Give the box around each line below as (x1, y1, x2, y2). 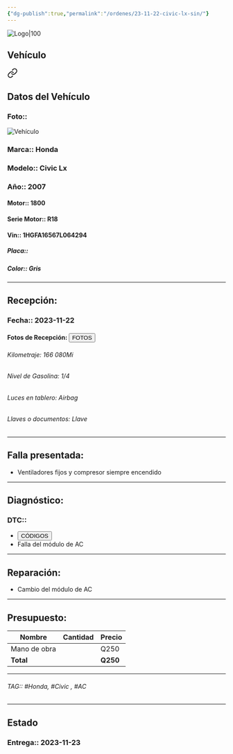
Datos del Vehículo (7, 91, 90, 103)
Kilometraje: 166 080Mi (7, 350, 74, 359)
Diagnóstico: (7, 495, 64, 506)
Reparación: (7, 567, 61, 579)
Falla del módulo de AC (17, 540, 84, 549)
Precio (100, 633, 123, 642)
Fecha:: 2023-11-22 (7, 316, 75, 325)
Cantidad (62, 633, 94, 642)
